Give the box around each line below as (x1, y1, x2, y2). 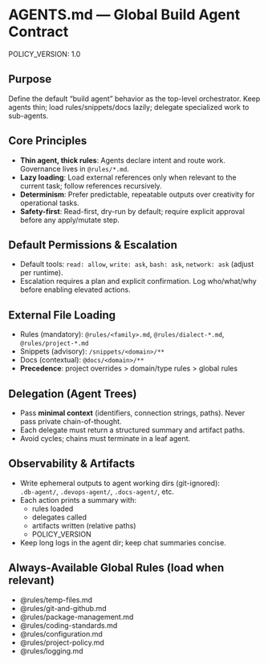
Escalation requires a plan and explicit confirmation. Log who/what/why (19, 277, 257, 286)
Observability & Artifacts (8, 457, 136, 471)
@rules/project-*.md (19, 339, 89, 348)
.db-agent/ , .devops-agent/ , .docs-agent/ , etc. (19, 487, 175, 496)
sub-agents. (8, 111, 49, 120)
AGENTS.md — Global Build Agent (8, 6, 241, 24)
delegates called (31, 512, 87, 522)
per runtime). (19, 268, 63, 277)
